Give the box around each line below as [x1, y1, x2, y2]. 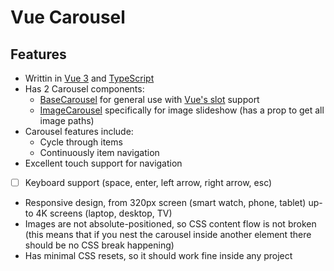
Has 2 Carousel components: [24, 83, 145, 95]
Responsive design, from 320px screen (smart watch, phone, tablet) [24, 197, 307, 209]
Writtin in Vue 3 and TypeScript [24, 72, 155, 84]
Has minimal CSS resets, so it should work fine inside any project [24, 250, 293, 262]
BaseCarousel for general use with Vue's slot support [39, 94, 260, 105]
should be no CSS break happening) [24, 239, 175, 251]
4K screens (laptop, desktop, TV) [35, 207, 173, 220]
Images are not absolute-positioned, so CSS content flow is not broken [24, 218, 317, 230]
